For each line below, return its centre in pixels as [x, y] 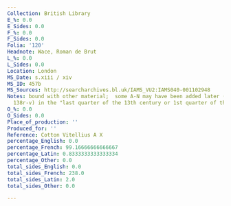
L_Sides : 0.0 [26, 65]
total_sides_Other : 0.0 [41, 186]
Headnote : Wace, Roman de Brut [52, 52]
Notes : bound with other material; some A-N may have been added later [113, 97]
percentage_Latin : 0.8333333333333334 [63, 154]
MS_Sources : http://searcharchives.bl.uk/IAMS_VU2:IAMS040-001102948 [109, 90]
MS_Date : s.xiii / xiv [40, 77]
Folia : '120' [26, 45]
